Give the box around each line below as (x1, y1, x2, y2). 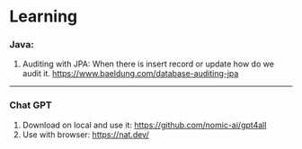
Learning (9, 6, 78, 27)
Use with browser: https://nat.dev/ (22, 128, 150, 140)
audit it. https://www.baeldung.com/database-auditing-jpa (22, 68, 239, 79)
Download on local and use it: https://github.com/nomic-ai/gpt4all (22, 119, 267, 130)
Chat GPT (9, 99, 52, 111)
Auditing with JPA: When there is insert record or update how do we (22, 58, 274, 69)
